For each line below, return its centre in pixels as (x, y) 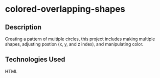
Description (23, 27)
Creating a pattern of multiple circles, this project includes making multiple (80, 39)
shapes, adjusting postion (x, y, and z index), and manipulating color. (74, 44)
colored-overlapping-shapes (65, 9)
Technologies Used (35, 60)
